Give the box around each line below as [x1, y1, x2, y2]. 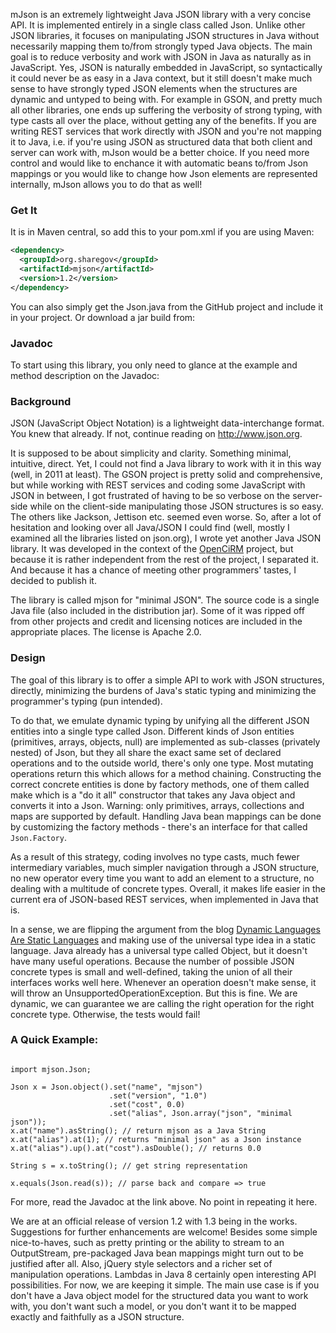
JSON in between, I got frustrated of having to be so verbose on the [10, 490, 291, 502]
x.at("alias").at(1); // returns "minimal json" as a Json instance [10, 1134, 302, 1144]
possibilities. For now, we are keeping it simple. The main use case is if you [10, 1279, 320, 1291]
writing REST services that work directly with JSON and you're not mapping [10, 125, 322, 137]
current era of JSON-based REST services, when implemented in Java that [10, 893, 319, 905]
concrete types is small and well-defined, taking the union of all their [10, 965, 293, 978]
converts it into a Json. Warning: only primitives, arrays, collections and [10, 799, 305, 811]
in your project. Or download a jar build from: [10, 311, 196, 323]
